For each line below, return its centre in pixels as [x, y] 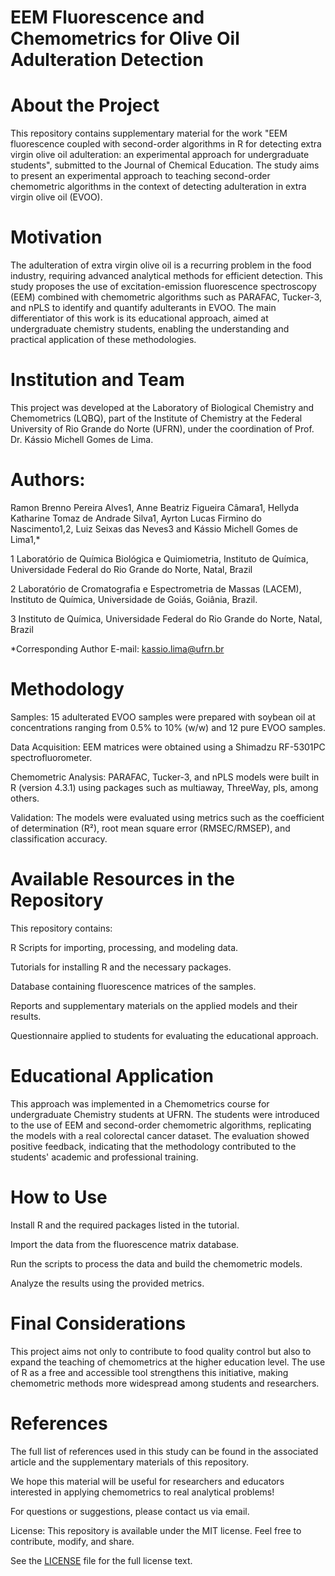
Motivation [56, 237]
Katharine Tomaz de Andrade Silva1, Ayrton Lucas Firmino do [136, 518]
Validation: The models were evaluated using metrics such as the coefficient [167, 817]
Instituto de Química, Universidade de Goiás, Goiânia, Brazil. [134, 599]
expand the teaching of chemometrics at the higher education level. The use [168, 1362]
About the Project [85, 105]
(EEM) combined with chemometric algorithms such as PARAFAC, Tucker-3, [166, 297]
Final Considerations [98, 1323]
